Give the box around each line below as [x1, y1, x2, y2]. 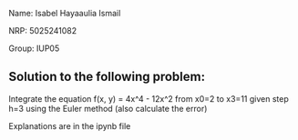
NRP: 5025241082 [8, 25, 77, 35]
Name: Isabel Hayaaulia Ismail [8, 8, 121, 18]
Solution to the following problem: [8, 69, 206, 85]
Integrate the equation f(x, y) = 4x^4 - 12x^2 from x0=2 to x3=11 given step [8, 93, 289, 104]
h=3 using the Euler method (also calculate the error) [8, 103, 208, 114]
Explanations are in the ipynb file [8, 120, 131, 131]
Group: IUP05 [8, 43, 60, 54]
